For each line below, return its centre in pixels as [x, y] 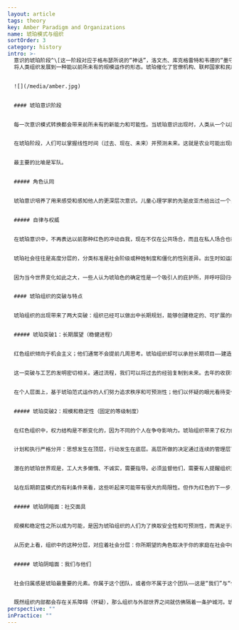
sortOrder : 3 [27, 41]
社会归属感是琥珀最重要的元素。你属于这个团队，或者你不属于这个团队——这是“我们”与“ [122, 583]
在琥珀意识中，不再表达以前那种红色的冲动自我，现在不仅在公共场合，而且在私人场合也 [122, 239]
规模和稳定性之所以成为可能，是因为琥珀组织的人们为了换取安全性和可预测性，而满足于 [122, 526]
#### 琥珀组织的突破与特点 [48, 297]
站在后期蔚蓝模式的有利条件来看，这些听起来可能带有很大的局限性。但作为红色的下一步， [125, 488]
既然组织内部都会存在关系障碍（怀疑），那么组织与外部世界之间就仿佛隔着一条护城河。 [121, 603]
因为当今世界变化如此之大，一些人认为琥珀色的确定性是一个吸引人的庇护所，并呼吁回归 [122, 278]
